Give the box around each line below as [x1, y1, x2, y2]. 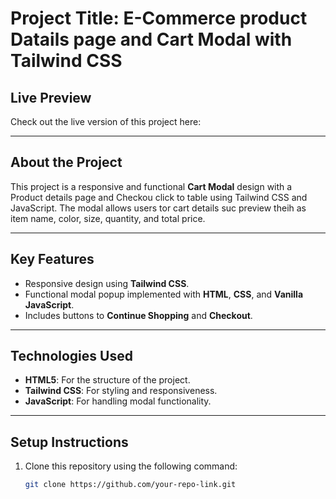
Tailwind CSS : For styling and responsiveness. [24, 385, 218, 397]
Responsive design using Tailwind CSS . [24, 277, 190, 289]
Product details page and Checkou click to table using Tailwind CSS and [10, 191, 308, 203]
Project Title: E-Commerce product [10, 7, 308, 30]
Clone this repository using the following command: [24, 460, 238, 472]
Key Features [10, 251, 95, 268]
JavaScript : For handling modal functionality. [24, 395, 212, 407]
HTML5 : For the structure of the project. [24, 374, 191, 386]
